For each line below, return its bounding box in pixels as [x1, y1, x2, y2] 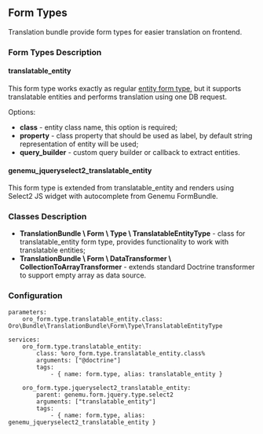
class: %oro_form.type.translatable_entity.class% [36, 349, 206, 357]
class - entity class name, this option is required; [19, 122, 178, 132]
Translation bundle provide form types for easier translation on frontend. [8, 27, 243, 36]
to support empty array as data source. [19, 270, 147, 280]
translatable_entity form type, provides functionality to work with [19, 237, 229, 247]
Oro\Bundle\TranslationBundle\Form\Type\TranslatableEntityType [8, 322, 223, 329]
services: [8, 336, 41, 344]
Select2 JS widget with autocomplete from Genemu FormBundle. [8, 192, 218, 201]
